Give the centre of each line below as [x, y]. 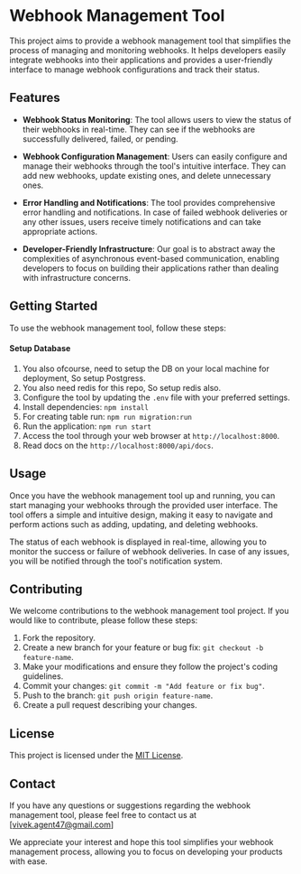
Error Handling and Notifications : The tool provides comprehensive [149, 202]
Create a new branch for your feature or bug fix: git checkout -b [143, 647]
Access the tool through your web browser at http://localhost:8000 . [151, 435]
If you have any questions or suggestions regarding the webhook [130, 805]
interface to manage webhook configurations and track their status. [134, 70]
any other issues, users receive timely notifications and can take [141, 221]
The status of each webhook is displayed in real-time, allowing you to [138, 542]
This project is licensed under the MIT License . [96, 756]
